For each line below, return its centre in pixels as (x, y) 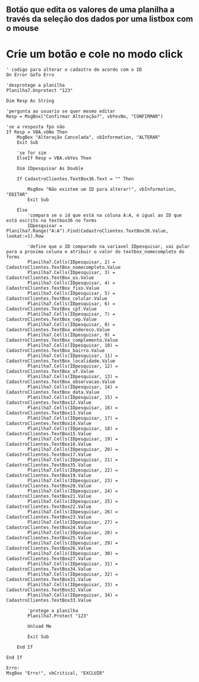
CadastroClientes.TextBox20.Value (49, 486)
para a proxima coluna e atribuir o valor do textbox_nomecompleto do (95, 252)
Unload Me (40, 627)
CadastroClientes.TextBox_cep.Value (51, 320)
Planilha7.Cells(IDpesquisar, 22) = (73, 470)
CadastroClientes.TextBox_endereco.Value (58, 330)
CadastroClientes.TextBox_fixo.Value (53, 288)
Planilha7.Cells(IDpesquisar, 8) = (72, 325)
